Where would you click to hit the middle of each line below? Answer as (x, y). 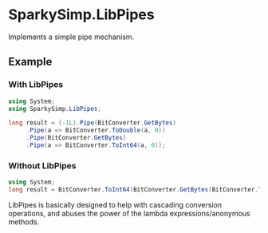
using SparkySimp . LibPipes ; (55, 109)
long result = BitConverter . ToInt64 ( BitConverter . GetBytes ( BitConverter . (134, 190)
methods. (24, 222)
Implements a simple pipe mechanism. (71, 37)
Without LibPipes (42, 165)
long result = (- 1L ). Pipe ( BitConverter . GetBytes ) (93, 123)
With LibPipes (36, 85)
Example (30, 62)
